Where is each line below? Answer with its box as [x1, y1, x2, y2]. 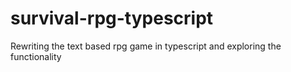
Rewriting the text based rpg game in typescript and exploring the [10, 40, 282, 52]
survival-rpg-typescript [10, 7, 214, 30]
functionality [10, 50, 62, 62]
